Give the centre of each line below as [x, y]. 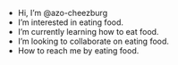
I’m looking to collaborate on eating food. [93, 41]
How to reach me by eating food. [78, 51]
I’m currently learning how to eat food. [88, 32]
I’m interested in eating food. [70, 22]
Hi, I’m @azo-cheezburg [63, 13]
